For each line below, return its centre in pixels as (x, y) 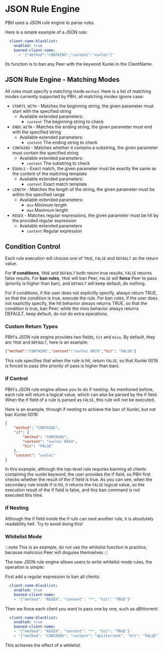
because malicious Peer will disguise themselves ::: (57, 552)
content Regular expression (54, 231)
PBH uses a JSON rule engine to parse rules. (50, 23)
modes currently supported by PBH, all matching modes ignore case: (74, 97)
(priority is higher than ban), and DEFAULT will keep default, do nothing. (75, 283)
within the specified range (38, 195)
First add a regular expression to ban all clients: (53, 577)
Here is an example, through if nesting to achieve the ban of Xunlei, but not (81, 409)
